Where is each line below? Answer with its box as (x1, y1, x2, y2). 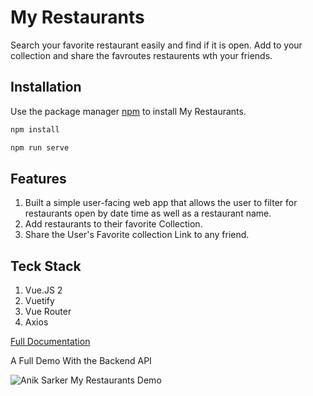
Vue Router (24, 306, 72, 318)
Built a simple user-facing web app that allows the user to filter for (24, 197, 298, 209)
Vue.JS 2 (24, 284, 63, 296)
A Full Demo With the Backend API (10, 355, 152, 367)
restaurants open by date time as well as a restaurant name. (24, 207, 272, 220)
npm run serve (10, 142, 70, 153)
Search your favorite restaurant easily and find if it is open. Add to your (10, 39, 303, 51)
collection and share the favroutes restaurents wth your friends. (10, 49, 273, 61)
